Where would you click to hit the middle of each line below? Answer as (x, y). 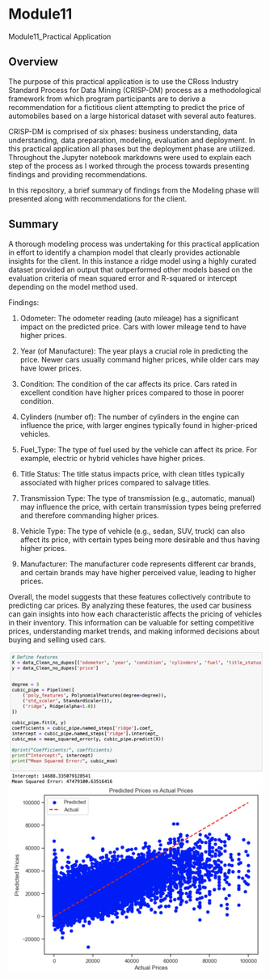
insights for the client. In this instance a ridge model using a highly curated (133, 261)
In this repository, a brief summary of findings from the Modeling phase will (134, 190)
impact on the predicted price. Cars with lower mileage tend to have (133, 326)
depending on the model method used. (73, 286)
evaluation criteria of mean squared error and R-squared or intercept (123, 278)
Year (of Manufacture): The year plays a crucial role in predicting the (134, 351)
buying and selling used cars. (57, 639)
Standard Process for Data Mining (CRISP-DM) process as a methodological (135, 90)
